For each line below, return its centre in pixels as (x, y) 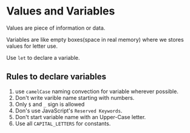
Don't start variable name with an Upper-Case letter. (80, 117)
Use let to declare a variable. (43, 57)
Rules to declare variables (56, 77)
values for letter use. (32, 46)
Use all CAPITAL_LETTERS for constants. (63, 123)
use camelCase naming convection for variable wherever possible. (97, 91)
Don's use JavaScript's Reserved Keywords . (69, 111)
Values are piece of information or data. (56, 28)
